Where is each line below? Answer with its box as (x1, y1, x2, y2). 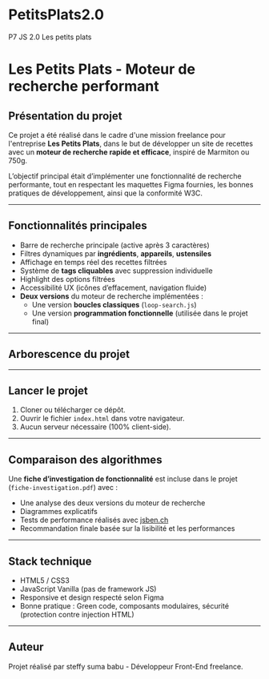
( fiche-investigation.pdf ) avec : (8, 483, 118, 492)
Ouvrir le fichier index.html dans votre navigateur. (19, 414, 185, 424)
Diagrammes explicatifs (19, 507, 98, 516)
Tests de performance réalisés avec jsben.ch (19, 515, 169, 525)
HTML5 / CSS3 (19, 576, 70, 585)
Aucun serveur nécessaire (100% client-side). (19, 422, 171, 432)
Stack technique (8, 554, 92, 568)
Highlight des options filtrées (19, 274, 116, 283)
